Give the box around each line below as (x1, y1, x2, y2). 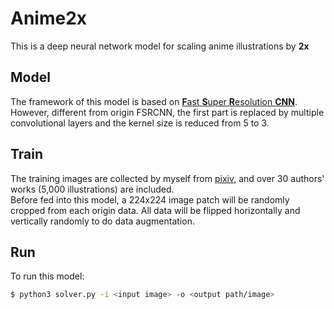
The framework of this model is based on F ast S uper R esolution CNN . (10, 95, 298, 107)
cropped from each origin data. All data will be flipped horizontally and (10, 204, 301, 216)
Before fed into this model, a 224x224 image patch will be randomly (10, 193, 290, 206)
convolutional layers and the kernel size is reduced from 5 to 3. (10, 117, 270, 129)
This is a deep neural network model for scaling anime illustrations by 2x (10, 40, 310, 52)
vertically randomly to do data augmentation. (10, 215, 195, 227)
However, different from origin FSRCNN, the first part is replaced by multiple (10, 106, 325, 118)
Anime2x (10, 7, 88, 30)
